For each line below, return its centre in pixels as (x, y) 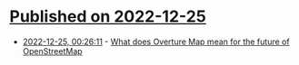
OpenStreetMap (53, 51)
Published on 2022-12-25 (108, 17)
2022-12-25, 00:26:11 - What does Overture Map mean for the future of (156, 42)
